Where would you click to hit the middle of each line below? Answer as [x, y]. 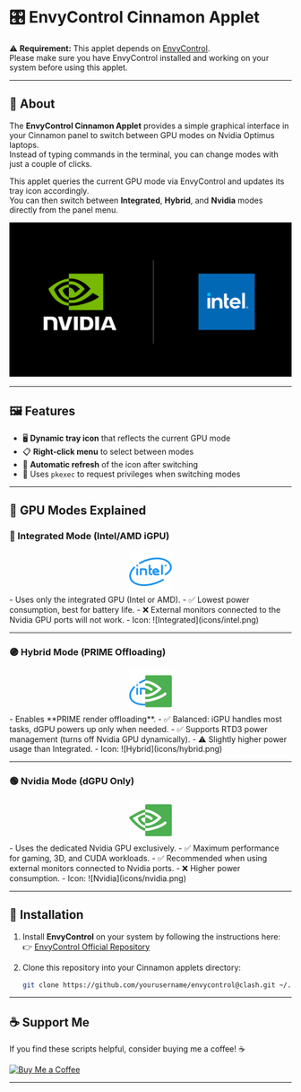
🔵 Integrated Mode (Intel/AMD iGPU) [90, 536]
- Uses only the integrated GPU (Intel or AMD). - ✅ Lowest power [129, 599]
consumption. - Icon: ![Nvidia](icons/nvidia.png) [98, 878]
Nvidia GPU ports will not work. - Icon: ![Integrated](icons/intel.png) [134, 619]
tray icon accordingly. [49, 190]
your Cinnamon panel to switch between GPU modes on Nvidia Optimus [142, 135]
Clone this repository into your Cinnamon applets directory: [132, 967]
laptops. [24, 144]
